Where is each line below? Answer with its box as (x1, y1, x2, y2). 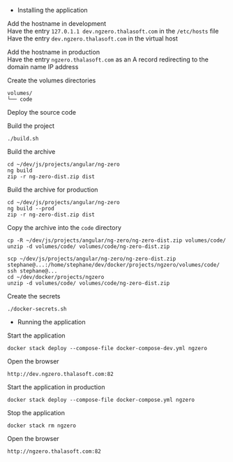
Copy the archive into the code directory (7, 224, 122, 231)
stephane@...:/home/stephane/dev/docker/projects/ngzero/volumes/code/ (7, 261, 220, 268)
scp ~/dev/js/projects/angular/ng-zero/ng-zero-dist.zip (7, 255, 176, 262)
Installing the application (17, 6, 89, 14)
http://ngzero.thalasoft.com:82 (7, 448, 101, 455)
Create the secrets (7, 292, 61, 300)
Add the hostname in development (7, 20, 107, 27)
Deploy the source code (7, 108, 77, 116)
